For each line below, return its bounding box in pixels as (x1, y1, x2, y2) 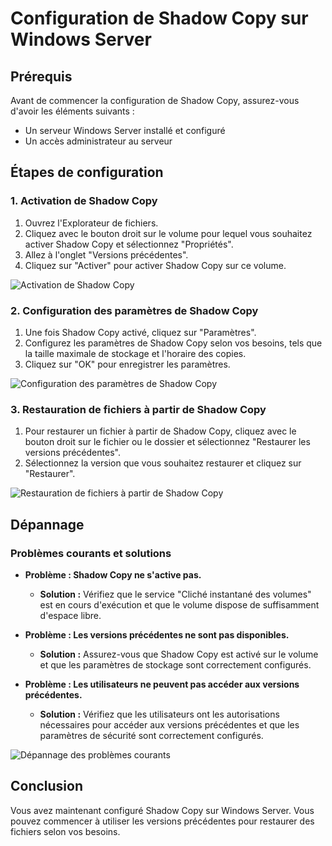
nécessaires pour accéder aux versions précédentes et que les (39, 718, 300, 731)
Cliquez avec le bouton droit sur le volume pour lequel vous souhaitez (24, 227, 313, 239)
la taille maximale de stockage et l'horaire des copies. (24, 347, 247, 359)
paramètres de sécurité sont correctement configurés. (39, 729, 264, 741)
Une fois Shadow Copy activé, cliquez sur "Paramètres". (24, 326, 257, 338)
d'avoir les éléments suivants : (10, 105, 135, 117)
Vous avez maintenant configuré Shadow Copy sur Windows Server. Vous (10, 804, 315, 816)
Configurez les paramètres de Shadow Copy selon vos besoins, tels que (24, 337, 323, 349)
